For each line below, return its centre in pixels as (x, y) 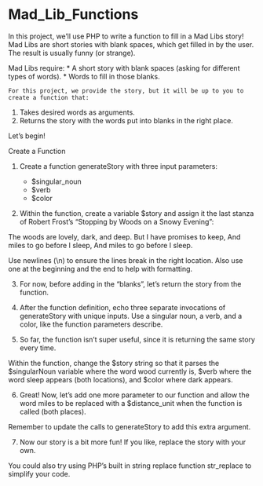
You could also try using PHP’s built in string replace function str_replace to (130, 466)
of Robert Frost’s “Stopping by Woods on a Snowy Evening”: (117, 221)
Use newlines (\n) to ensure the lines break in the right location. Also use (126, 260)
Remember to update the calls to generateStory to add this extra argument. (130, 426)
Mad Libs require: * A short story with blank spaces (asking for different (124, 68)
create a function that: (49, 97)
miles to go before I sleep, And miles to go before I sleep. (100, 245)
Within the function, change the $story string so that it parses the (114, 363)
